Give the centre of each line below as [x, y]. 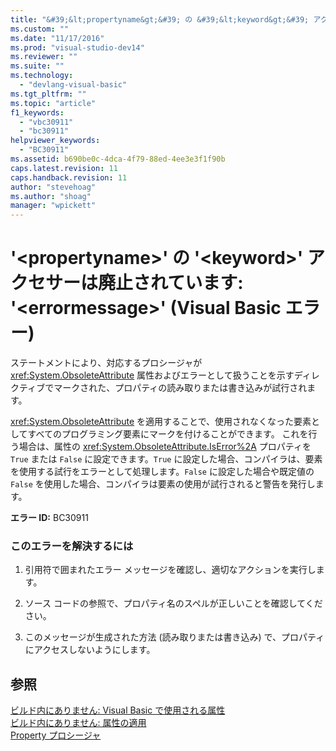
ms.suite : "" [37, 66]
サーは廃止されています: [144, 283]
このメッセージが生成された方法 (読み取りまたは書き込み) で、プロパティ [174, 637]
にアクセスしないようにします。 [90, 650]
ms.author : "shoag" [51, 196]
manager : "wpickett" [53, 206]
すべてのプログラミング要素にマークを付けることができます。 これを [168, 434]
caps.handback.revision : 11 [69, 177]
